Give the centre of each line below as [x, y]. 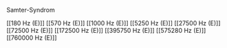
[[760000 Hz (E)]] [32, 38]
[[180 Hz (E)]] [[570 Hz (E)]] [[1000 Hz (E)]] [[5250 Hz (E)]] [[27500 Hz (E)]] [113, 23]
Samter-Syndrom [31, 10]
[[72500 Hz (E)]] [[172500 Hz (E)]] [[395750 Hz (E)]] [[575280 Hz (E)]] [106, 31]
